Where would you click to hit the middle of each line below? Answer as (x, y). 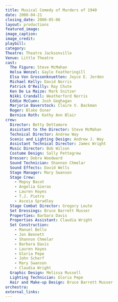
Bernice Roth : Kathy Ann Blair (43, 115)
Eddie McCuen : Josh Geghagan (41, 101)
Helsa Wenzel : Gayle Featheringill (48, 72)
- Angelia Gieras (33, 187)
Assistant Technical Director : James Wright (58, 144)
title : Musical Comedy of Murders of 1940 (51, 10)
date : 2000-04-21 (24, 15)
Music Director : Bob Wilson (40, 149)
